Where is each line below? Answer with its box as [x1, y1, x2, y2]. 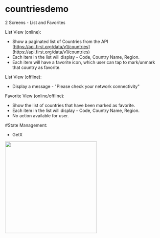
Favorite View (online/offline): [5, 93, 65, 99]
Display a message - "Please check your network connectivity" [12, 83, 140, 89]
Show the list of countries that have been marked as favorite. [12, 102, 136, 108]
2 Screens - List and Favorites [5, 20, 66, 25]
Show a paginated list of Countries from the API [12, 38, 109, 44]
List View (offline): [5, 74, 42, 80]
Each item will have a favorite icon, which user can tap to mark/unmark [12, 59, 156, 65]
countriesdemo [5, 3, 69, 15]
